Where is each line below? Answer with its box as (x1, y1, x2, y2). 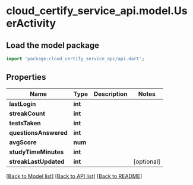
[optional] (133, 157, 161, 165)
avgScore (9, 138, 37, 146)
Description (93, 90, 128, 98)
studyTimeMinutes (9, 148, 64, 156)
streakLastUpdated (9, 157, 65, 165)
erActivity (6, 17, 56, 30)
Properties (6, 72, 46, 82)
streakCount (9, 109, 46, 118)
